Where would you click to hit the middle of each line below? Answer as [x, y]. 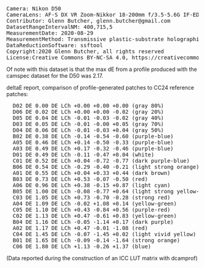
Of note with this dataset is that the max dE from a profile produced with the [102, 69]
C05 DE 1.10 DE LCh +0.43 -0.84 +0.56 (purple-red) [92, 210]
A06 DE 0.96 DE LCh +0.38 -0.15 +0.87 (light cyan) [92, 185]
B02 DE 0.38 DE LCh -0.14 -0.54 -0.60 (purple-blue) [93, 136]
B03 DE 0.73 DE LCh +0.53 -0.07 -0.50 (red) [80, 179]
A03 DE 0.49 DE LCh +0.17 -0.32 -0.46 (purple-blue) [93, 148]
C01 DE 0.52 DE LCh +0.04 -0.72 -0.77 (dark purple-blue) [101, 161]
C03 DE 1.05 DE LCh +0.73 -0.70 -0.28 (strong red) [92, 197]
